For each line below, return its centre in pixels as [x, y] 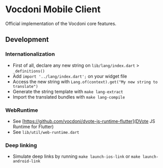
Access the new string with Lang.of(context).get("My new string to [85, 81]
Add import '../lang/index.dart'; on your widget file [70, 76]
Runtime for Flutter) [33, 127]
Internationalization [30, 54]
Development [27, 40]
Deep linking [21, 145]
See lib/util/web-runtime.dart [46, 132]
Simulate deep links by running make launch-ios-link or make [76, 156]
